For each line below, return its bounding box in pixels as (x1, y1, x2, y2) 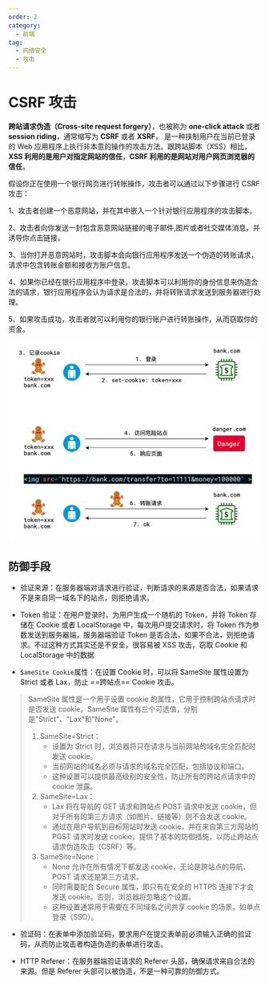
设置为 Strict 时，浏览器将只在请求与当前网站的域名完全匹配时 (51, 741, 256, 751)
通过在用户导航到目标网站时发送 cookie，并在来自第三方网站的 (51, 822, 259, 831)
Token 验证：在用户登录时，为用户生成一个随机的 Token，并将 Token (19, 610, 248, 619)
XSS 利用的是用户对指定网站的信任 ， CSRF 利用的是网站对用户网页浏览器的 (8, 151, 255, 161)
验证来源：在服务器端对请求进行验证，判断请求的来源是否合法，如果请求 (19, 582, 259, 592)
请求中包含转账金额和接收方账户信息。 (8, 259, 134, 269)
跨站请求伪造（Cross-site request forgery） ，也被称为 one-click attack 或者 (8, 121, 260, 131)
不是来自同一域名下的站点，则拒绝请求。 (19, 593, 154, 602)
